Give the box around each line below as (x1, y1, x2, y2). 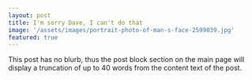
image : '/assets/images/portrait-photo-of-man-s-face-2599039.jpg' (8, 26, 235, 34)
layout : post (8, 11, 51, 20)
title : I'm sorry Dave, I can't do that (8, 19, 144, 27)
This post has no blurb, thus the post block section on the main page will (8, 55, 245, 64)
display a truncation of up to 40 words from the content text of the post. (8, 64, 243, 73)
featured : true (8, 33, 58, 42)
